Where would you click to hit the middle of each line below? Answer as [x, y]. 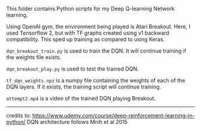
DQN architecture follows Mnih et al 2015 [77, 122]
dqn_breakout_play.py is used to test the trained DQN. [72, 69]
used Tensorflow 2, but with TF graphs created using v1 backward [88, 33]
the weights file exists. [34, 57]
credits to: [19, 115]
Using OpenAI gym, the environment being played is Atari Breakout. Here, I [98, 27]
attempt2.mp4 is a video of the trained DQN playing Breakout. [81, 98]
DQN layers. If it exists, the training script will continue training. [84, 87]
